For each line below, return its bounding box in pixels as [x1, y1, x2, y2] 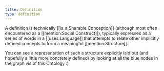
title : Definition [5, 7, 42, 12]
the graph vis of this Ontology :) [5, 60, 69, 66]
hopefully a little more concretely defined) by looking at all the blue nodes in [5, 55, 158, 61]
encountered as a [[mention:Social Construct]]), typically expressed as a [5, 30, 151, 36]
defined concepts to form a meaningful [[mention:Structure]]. [5, 40, 128, 46]
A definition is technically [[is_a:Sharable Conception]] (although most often [5, 25, 158, 31]
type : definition [5, 12, 41, 17]
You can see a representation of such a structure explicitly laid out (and [5, 50, 149, 56]
